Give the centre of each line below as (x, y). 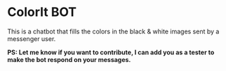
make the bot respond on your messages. (69, 59)
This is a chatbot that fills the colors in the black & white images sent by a (113, 31)
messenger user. (32, 38)
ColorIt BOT (42, 12)
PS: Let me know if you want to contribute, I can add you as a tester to (111, 52)
